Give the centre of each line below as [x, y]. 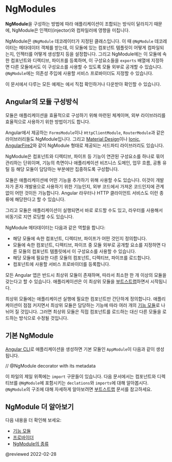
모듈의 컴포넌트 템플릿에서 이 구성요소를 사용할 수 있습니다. [77, 251]
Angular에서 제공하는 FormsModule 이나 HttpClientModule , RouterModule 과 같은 [85, 132]
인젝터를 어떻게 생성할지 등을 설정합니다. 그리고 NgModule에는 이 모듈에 [89, 54]
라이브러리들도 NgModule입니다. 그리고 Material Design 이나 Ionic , [73, 139]
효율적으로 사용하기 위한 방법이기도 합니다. [48, 122]
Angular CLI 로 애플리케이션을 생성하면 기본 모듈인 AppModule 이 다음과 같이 [80, 349]
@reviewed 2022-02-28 [31, 454]
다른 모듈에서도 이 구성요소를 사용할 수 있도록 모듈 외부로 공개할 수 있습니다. [87, 67]
